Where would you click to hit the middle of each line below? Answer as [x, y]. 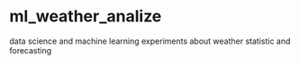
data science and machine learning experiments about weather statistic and [150, 41]
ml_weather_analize [86, 16]
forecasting [31, 50]
